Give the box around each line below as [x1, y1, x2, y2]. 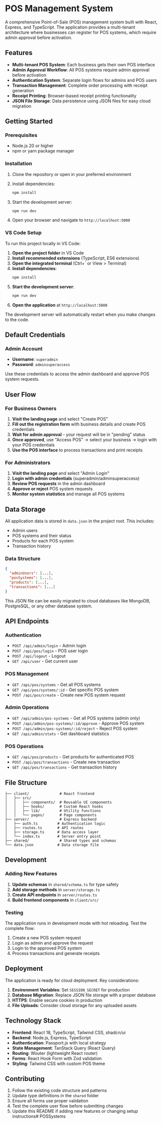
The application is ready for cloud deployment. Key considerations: [5, 977, 140, 983]
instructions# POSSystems [12, 1113, 66, 1119]
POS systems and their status [12, 533, 72, 539]
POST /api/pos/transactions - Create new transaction [12, 759, 120, 765]
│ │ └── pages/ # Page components [5, 813, 97, 817]
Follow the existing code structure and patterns [12, 1087, 107, 1093]
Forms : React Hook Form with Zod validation [12, 1055, 102, 1061]
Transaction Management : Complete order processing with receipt [12, 82, 148, 88]
